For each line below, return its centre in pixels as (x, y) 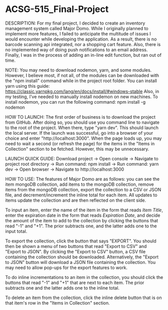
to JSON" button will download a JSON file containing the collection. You (80, 262)
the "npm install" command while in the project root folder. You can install (81, 81)
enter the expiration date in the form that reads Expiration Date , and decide (83, 215)
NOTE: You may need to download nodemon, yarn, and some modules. (78, 70)
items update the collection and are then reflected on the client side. (76, 200)
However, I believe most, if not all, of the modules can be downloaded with (82, 75)
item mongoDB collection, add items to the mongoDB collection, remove (79, 184)
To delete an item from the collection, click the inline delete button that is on (83, 297)
